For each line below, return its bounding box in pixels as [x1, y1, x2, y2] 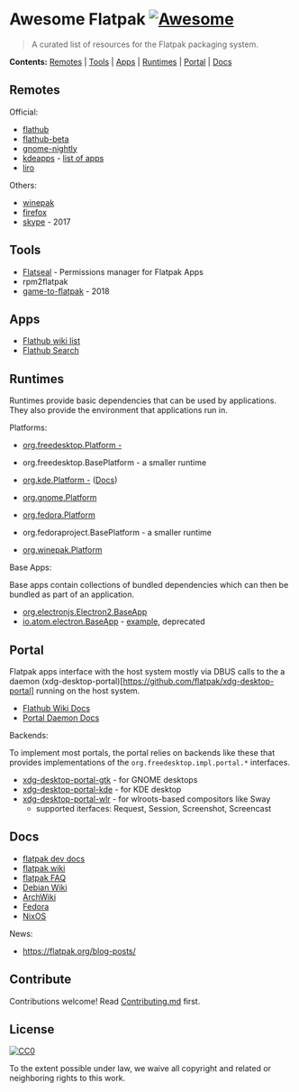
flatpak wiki [22, 862, 66, 874]
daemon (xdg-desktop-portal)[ [9, 676, 123, 686]
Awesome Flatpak [9, 9, 146, 30]
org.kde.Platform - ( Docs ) [22, 474, 118, 486]
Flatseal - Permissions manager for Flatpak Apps [22, 266, 204, 277]
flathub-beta [22, 133, 69, 144]
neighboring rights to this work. [9, 1073, 126, 1084]
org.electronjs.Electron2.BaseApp [22, 607, 148, 618]
